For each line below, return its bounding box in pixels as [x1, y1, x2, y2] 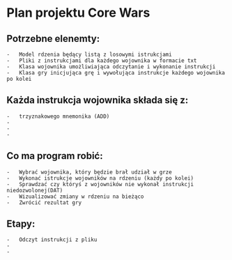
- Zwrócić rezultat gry [6, 199, 82, 206]
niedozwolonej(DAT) [6, 187, 63, 194]
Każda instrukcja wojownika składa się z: [6, 94, 189, 106]
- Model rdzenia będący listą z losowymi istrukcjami [6, 51, 172, 58]
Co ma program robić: [6, 150, 103, 162]
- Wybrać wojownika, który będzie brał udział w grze [6, 169, 172, 176]
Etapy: [6, 218, 36, 230]
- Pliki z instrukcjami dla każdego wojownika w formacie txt [6, 57, 197, 64]
